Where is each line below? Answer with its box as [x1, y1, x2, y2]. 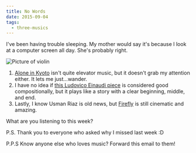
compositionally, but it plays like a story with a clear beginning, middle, [14, 88, 185, 95]
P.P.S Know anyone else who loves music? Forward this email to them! [6, 140, 176, 147]
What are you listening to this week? [6, 118, 94, 125]
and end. [14, 94, 36, 101]
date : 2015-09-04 [6, 14, 49, 20]
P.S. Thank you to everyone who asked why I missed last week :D [6, 129, 164, 136]
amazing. [14, 106, 37, 113]
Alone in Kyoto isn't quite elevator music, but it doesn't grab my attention [14, 69, 190, 76]
